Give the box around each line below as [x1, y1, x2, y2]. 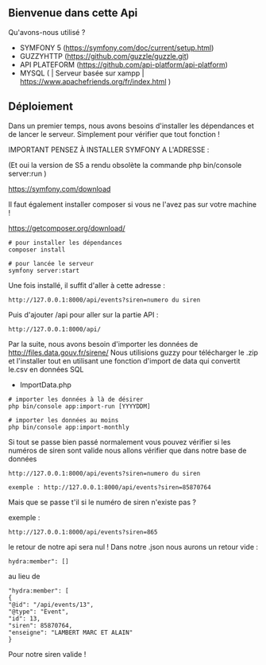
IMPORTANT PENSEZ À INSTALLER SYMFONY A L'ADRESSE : [8, 145, 210, 154]
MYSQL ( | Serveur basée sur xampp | [19, 68, 145, 78]
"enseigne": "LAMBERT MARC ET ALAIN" [8, 628, 133, 636]
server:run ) [8, 169, 47, 178]
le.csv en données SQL [8, 364, 84, 374]
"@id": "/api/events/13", [8, 601, 94, 609]
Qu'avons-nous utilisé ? [8, 27, 86, 37]
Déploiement [8, 99, 74, 114]
